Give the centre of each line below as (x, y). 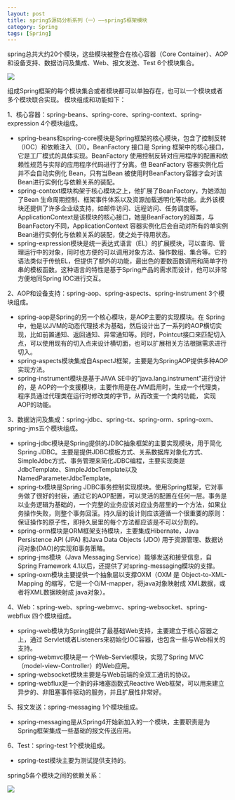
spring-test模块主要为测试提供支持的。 (73, 761)
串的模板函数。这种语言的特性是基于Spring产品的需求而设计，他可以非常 (122, 270)
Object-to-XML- (204, 575)
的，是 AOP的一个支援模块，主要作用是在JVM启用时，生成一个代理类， (120, 387)
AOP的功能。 (36, 405)
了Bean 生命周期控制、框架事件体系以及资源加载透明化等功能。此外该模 (121, 200)
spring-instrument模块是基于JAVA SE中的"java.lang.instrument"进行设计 (122, 379)
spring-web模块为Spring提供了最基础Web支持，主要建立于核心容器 (115, 631)
